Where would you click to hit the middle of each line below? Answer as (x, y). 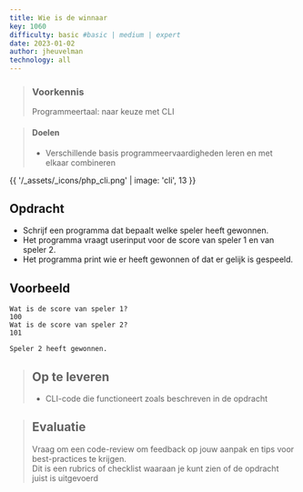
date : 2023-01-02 (42, 43)
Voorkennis (58, 92)
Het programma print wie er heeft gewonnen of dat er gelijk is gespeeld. (158, 259)
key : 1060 (28, 26)
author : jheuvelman (46, 52)
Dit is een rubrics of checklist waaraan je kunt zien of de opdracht (155, 468)
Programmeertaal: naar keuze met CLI (103, 112)
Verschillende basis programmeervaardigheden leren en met (159, 153)
